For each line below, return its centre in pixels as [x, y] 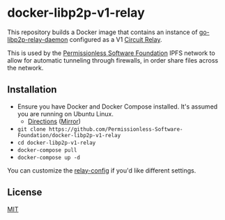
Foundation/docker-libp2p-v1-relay [69, 135]
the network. [25, 68]
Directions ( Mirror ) [54, 121]
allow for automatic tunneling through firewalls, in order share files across [113, 60]
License [25, 192]
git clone [32, 129]
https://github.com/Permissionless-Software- [116, 129]
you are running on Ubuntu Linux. [65, 113]
